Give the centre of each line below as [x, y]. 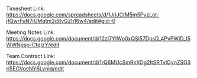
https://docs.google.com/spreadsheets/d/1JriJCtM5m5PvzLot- [83, 15]
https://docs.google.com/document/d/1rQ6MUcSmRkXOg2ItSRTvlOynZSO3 [98, 62]
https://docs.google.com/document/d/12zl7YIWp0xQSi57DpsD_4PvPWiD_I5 [98, 38]
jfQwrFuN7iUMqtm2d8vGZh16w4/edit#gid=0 [61, 21]
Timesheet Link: [26, 9]
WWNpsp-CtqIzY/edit [33, 45]
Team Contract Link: [31, 56]
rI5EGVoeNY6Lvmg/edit [35, 69]
